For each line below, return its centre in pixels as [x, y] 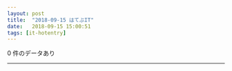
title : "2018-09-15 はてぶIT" [51, 20]
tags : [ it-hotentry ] [37, 33]
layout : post [26, 13]
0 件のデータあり [31, 53]
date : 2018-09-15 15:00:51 [49, 26]
